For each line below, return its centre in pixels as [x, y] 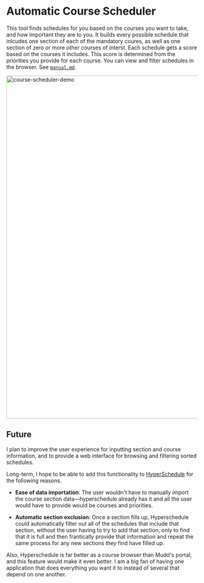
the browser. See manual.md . [41, 67]
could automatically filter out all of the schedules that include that [97, 523]
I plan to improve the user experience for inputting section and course [93, 449]
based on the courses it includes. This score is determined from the [91, 54]
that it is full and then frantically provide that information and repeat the [104, 536]
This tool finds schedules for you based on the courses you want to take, [97, 28]
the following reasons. [34, 481]
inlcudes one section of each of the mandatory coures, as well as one [93, 41]
